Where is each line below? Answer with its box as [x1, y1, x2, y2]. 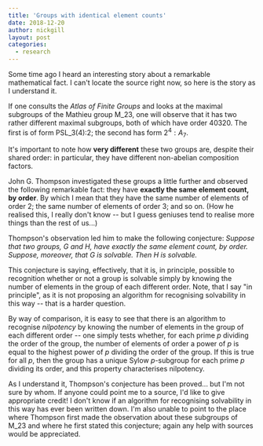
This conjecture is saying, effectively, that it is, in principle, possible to [8, 265, 235, 275]
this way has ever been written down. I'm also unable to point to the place [8, 404, 247, 414]
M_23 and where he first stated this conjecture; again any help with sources [8, 421, 254, 430]
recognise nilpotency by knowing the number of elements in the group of [8, 323, 244, 332]
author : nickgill [8, 26, 65, 34]
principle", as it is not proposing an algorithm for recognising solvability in [8, 291, 246, 300]
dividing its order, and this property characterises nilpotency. [8, 364, 206, 374]
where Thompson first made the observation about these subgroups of [8, 413, 238, 422]
